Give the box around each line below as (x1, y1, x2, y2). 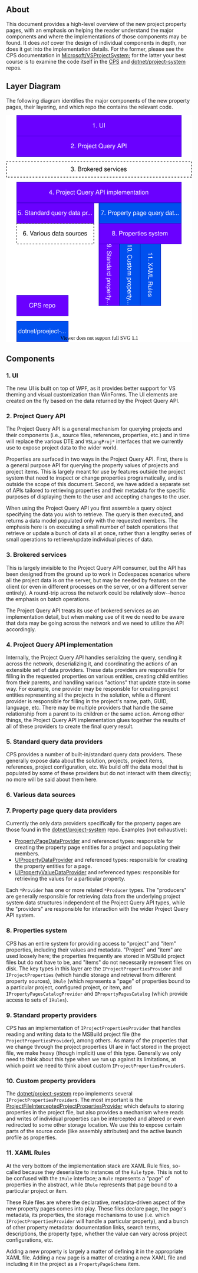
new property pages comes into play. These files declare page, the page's (6, 1205, 187, 1212)
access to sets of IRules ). (6, 996, 69, 1003)
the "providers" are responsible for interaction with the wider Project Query (6, 905, 189, 913)
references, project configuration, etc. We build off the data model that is (6, 763, 183, 770)
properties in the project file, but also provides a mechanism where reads (6, 1109, 184, 1116)
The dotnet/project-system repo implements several (6, 1090, 133, 1097)
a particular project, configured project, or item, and (6, 983, 133, 990)
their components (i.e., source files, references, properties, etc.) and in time (6, 432, 190, 439)
